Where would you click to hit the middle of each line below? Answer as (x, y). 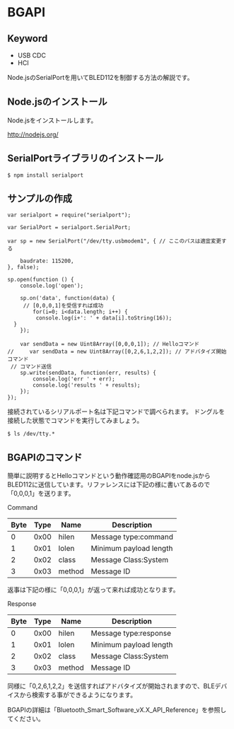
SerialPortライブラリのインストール (86, 159)
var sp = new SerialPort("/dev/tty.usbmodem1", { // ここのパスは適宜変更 (115, 241)
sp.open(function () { (41, 280)
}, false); (23, 267)
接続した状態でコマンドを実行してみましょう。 (75, 421)
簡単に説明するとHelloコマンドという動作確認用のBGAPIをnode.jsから (109, 476)
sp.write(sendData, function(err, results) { (88, 373)
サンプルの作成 (40, 199)
